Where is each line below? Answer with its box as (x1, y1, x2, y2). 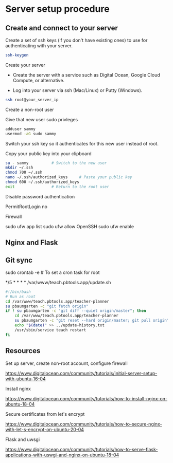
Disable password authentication (5, 193, 75, 199)
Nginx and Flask (5, 238, 58, 247)
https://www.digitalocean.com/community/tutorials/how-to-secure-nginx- (5, 421, 162, 427)
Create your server (5, 62, 45, 68)
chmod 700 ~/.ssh (5, 170, 43, 175)
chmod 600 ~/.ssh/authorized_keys (5, 179, 80, 184)
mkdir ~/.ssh (5, 165, 33, 170)
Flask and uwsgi (5, 436, 40, 442)
